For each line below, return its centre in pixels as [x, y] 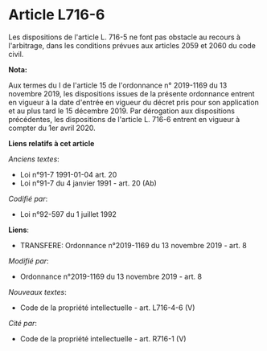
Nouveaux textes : [37, 292]
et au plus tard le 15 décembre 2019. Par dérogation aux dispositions [122, 111]
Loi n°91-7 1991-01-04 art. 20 [68, 174]
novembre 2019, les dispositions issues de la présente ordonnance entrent [131, 93]
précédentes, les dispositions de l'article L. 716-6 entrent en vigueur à [124, 119]
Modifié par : [29, 261]
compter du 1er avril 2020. [52, 128]
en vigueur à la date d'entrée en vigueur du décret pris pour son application [133, 102]
